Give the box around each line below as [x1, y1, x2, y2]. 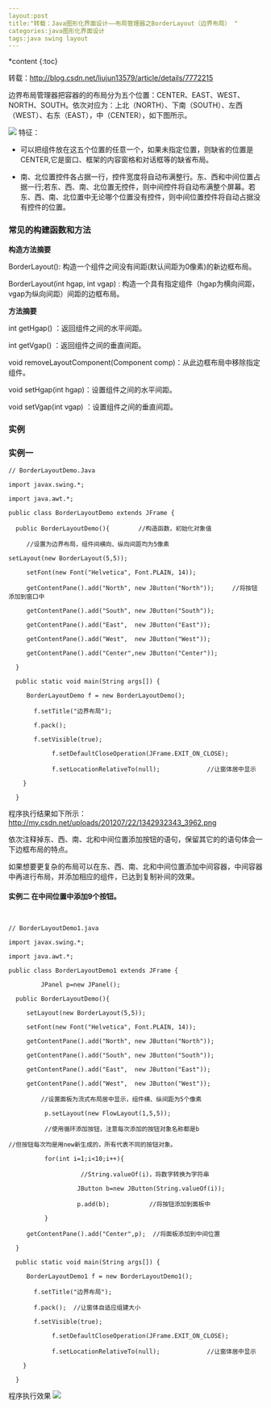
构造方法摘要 [8, 244, 51, 254]
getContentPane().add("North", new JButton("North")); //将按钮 [26, 584, 258, 592]
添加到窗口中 [8, 593, 45, 601]
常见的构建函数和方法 [8, 224, 91, 236]
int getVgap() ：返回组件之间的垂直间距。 [8, 340, 146, 350]
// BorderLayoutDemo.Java [8, 466, 95, 475]
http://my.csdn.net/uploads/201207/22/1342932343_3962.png [8, 817, 217, 828]
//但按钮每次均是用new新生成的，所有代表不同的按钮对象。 [8, 1140, 177, 1149]
